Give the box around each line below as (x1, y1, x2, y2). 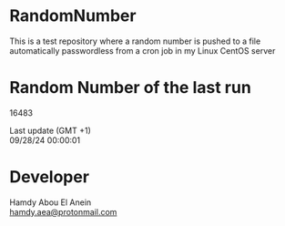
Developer (9, 167, 89, 188)
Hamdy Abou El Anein (9, 197, 92, 208)
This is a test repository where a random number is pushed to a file (9, 36, 261, 46)
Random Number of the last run (9, 77, 252, 98)
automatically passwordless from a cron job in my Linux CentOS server (9, 45, 276, 56)
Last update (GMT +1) (9, 125, 91, 136)
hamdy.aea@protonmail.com (9, 206, 117, 217)
